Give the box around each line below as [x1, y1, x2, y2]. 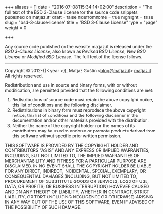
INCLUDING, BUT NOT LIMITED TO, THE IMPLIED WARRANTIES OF [5, 153, 140, 158]
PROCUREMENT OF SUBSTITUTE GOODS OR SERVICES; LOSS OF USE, [5, 179, 149, 184]
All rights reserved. [5, 73, 43, 79]
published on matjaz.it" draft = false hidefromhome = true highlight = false [5, 15, 154, 20]
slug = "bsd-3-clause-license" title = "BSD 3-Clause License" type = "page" [5, 19, 158, 25]
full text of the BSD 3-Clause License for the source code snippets [5, 9, 138, 15]
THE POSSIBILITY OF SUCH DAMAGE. [5, 204, 81, 210]
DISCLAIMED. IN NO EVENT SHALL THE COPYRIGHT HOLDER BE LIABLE [5, 163, 151, 169]
